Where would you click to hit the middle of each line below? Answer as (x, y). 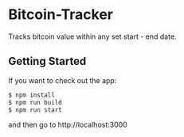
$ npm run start (35, 110)
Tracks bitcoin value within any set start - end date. (92, 36)
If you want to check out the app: (63, 80)
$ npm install (32, 95)
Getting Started (47, 61)
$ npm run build (35, 102)
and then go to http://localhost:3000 (68, 125)
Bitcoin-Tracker (61, 15)
